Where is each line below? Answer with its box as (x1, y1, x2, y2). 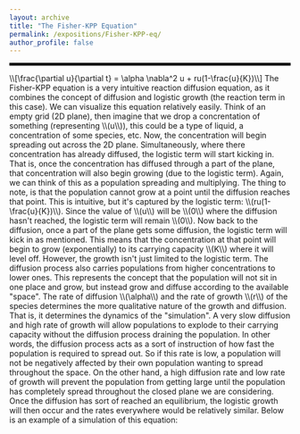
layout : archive (9, 13, 70, 22)
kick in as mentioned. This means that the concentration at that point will (9, 234, 277, 246)
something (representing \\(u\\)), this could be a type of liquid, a (9, 121, 244, 131)
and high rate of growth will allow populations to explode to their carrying (9, 320, 279, 330)
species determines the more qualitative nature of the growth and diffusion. (9, 301, 287, 312)
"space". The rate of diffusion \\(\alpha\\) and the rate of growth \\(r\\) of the (9, 291, 288, 302)
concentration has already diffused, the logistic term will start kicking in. (9, 149, 275, 160)
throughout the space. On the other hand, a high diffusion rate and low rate (9, 367, 286, 378)
